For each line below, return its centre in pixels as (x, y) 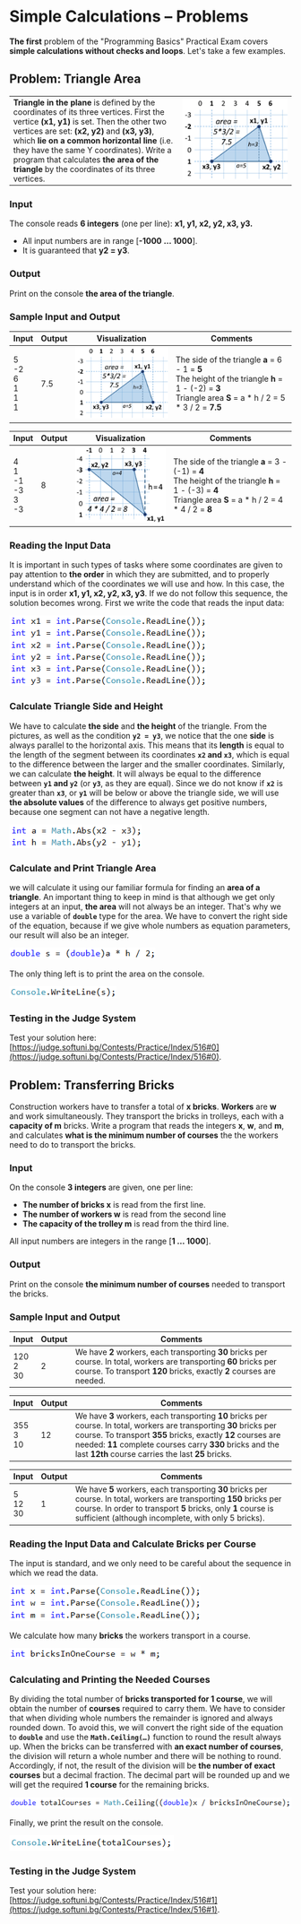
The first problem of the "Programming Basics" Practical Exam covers (139, 41)
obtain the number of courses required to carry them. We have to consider (147, 1709)
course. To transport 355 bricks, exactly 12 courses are (178, 1435)
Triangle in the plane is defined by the (84, 102)
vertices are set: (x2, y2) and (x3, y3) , (84, 131)
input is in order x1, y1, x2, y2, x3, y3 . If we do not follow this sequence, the (149, 594)
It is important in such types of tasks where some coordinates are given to (146, 565)
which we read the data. (54, 1573)
